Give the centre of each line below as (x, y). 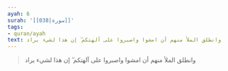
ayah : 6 (19, 14)
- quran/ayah (27, 33)
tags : (15, 27)
